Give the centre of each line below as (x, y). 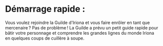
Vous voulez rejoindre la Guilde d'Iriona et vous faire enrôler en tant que (78, 23)
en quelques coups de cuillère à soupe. (45, 38)
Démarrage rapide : (45, 9)
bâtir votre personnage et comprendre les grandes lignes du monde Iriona (80, 33)
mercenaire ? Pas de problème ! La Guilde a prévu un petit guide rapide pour (82, 27)
